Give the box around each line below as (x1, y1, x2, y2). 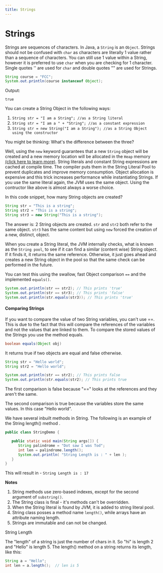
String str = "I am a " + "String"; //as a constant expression (12, 121, 145, 126)
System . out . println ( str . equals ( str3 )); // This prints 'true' (5, 295, 133, 300)
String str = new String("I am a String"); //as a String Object (12, 126, 147, 131)
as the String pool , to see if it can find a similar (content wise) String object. (5, 246, 158, 252)
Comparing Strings (5, 305, 45, 312)
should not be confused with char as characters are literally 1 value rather (5, 49, 152, 55)
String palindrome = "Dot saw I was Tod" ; (17, 443, 105, 448)
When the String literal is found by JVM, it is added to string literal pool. (12, 504, 155, 510)
